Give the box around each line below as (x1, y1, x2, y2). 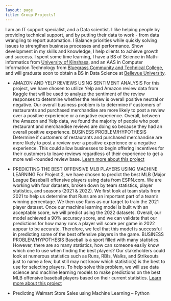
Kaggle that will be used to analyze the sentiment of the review (12, 91, 145, 97)
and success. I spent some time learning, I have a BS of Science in (5, 53, 145, 59)
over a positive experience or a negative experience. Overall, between (12, 112, 160, 118)
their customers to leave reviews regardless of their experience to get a (12, 150, 163, 157)
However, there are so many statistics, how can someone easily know (12, 242, 159, 248)
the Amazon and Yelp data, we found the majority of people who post (12, 118, 159, 124)
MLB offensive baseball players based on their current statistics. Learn (12, 274, 162, 281)
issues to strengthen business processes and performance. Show (5, 42, 144, 49)
